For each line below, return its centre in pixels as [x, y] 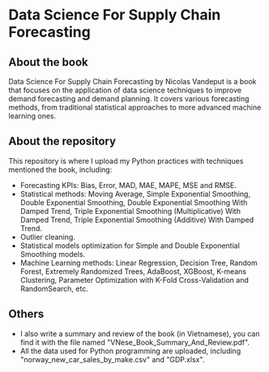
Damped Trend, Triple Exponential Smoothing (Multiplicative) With [130, 211]
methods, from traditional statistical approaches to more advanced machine [135, 107]
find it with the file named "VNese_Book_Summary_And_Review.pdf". [134, 342]
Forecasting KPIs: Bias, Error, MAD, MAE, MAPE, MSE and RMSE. [128, 185]
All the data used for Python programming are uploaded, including [130, 351]
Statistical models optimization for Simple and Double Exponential [130, 246]
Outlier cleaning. [47, 237]
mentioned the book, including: [60, 169]
